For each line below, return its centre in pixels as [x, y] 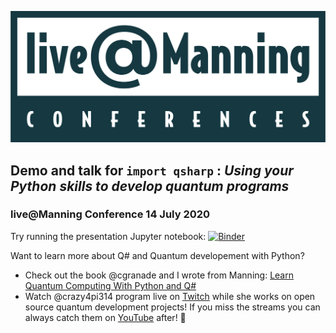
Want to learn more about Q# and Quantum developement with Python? [157, 255]
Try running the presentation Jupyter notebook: [108, 236]
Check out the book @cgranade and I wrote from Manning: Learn [159, 275]
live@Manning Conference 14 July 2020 [110, 214]
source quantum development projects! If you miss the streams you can [172, 307]
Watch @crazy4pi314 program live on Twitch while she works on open [170, 296]
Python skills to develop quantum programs [150, 186]
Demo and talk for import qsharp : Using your [152, 170]
